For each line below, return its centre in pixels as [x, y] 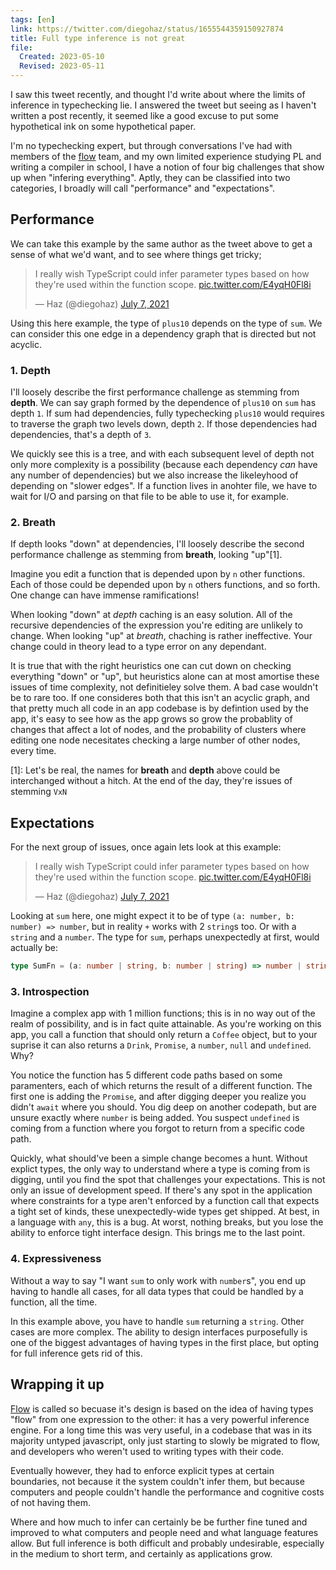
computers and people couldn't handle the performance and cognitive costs [167, 1492]
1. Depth [30, 370]
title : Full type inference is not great [98, 38]
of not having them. [51, 1502]
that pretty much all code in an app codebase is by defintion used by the [159, 708]
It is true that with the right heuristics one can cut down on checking [151, 666]
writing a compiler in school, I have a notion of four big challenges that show [167, 167]
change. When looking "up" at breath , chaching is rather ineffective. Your [161, 636]
